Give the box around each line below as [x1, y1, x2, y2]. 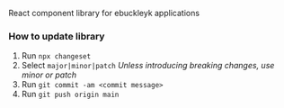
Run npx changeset [21, 50, 92, 61]
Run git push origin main [21, 89, 120, 100]
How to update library [8, 30, 105, 42]
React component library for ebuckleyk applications [8, 8, 200, 18]
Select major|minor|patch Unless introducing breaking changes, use [21, 60, 275, 71]
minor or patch [21, 69, 77, 80]
